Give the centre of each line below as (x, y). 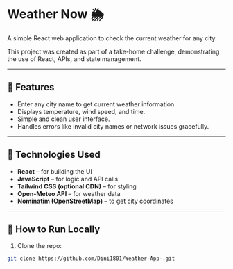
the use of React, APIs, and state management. (74, 59)
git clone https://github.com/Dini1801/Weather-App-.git (91, 259)
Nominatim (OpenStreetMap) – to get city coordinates (95, 201)
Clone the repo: (40, 246)
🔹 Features (31, 87)
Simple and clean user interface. (63, 119)
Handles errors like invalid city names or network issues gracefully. (113, 126)
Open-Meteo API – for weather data (69, 193)
